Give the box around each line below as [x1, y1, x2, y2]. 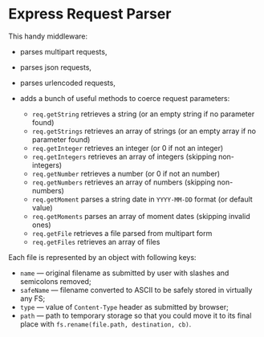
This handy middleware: [8, 31, 88, 41]
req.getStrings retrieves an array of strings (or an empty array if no [31, 126, 257, 136]
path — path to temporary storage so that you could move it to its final [19, 311, 252, 320]
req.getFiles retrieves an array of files [31, 237, 160, 246]
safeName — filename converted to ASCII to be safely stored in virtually [19, 285, 253, 294]
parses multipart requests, [19, 47, 108, 56]
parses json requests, [19, 62, 92, 72]
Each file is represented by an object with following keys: [8, 252, 197, 262]
